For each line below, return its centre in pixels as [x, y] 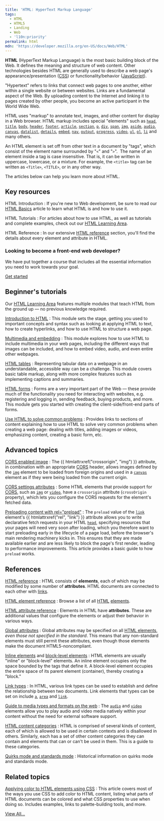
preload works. [20, 554]
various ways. [19, 621]
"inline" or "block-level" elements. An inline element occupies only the [76, 661]
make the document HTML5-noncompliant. [48, 646]
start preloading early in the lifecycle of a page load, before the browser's [79, 533]
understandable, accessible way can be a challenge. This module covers [78, 369]
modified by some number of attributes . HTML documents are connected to [82, 586]
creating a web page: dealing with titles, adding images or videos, [71, 429]
